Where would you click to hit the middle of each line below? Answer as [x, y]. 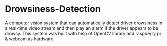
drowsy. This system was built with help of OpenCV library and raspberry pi [83, 33]
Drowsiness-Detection [53, 9]
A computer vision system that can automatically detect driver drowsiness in [84, 23]
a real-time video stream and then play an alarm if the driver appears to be [82, 28]
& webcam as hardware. [30, 39]
